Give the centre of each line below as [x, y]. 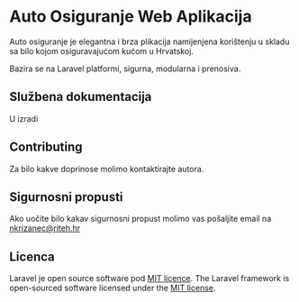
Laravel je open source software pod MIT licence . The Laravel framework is [149, 279]
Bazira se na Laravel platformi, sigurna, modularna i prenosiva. [125, 69]
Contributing [46, 147]
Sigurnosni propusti [66, 197]
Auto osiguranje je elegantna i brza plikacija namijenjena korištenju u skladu [149, 41]
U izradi [24, 118]
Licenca [32, 256]
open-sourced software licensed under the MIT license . [113, 288]
